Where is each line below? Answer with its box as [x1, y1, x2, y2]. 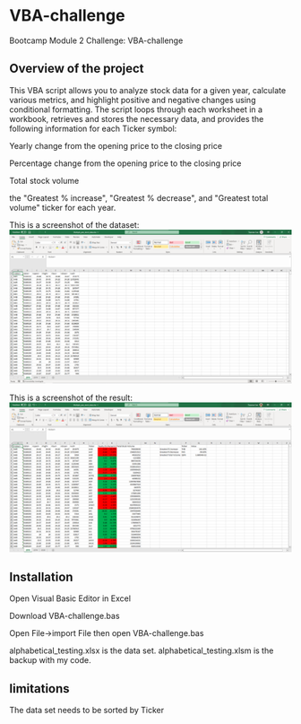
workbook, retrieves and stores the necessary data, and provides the [9, 113, 264, 124]
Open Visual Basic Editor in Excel [9, 593, 132, 604]
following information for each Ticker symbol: [9, 123, 177, 134]
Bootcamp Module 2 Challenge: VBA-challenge [9, 35, 184, 46]
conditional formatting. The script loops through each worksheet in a [9, 104, 262, 115]
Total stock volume [9, 175, 80, 186]
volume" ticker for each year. [9, 202, 116, 213]
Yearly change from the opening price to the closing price [9, 140, 222, 151]
